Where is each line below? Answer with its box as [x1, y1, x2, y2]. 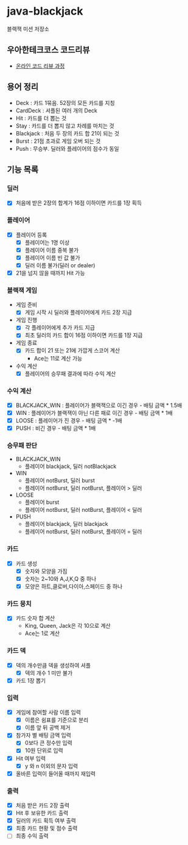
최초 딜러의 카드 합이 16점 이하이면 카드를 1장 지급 [24, 331, 143, 339]
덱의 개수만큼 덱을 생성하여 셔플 [15, 661, 91, 669]
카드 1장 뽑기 [15, 677, 46, 684]
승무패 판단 [7, 441, 38, 450]
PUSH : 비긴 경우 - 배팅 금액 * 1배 [15, 425, 96, 432]
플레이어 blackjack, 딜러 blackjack [24, 520, 108, 528]
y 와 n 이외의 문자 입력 [24, 762, 78, 769]
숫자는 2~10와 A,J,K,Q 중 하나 [24, 575, 97, 582]
